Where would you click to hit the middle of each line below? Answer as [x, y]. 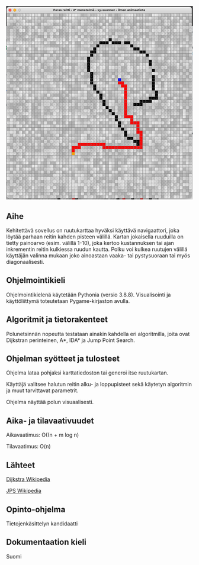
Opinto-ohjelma [36, 509]
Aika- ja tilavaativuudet [50, 420]
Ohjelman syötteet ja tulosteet [63, 359]
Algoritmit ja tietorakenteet [57, 320]
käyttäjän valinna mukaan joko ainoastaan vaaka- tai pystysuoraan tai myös [98, 256]
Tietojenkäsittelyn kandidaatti [42, 524]
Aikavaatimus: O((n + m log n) [43, 435]
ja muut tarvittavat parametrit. [42, 390]
